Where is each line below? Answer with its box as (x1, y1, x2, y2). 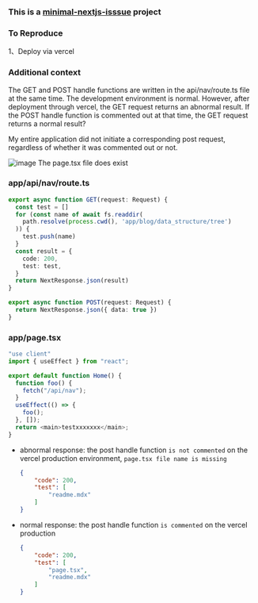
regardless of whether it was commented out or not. (8, 142, 178, 152)
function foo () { (15, 379, 73, 387)
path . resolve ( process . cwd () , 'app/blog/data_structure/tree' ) (22, 217, 232, 226)
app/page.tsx (8, 332, 62, 343)
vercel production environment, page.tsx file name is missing (19, 453, 227, 463)
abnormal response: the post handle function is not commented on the (19, 445, 248, 455)
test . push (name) (22, 232, 77, 240)
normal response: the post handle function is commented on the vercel (19, 520, 248, 529)
